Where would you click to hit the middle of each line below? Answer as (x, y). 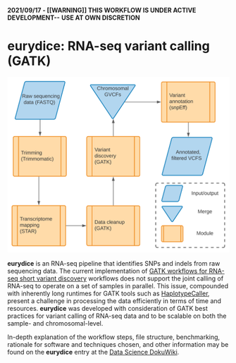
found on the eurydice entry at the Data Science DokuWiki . (93, 352)
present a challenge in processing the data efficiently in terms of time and (114, 301)
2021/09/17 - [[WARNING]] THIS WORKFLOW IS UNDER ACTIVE (102, 10)
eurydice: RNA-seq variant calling (108, 46)
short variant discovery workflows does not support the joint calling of (122, 278)
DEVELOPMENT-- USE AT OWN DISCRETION (74, 18)
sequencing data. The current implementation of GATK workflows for (107, 271)
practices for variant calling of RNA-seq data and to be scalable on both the (117, 316)
